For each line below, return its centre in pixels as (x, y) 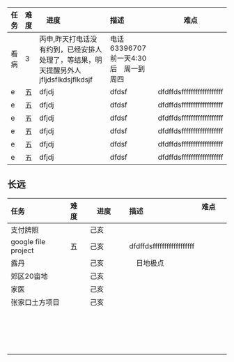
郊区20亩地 (29, 276)
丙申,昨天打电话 (65, 39)
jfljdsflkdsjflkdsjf (66, 80)
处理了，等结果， (67, 60)
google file (28, 241)
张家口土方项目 (36, 302)
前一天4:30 (128, 58)
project (22, 250)
